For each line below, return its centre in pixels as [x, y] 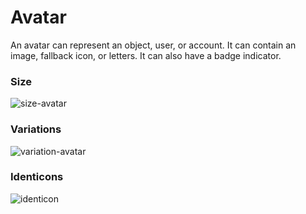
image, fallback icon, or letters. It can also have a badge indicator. [146, 55]
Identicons [37, 177]
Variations [36, 129]
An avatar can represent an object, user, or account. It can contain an [153, 45]
